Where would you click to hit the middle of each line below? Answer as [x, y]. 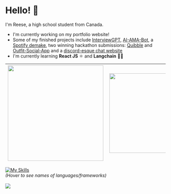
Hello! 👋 [22, 10]
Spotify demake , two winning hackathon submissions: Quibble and [82, 45]
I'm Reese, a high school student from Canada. [54, 24]
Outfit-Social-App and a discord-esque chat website [67, 50]
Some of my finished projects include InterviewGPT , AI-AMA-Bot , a [83, 40]
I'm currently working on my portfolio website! [61, 34]
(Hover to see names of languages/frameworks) [56, 175]
